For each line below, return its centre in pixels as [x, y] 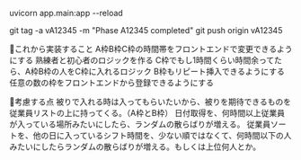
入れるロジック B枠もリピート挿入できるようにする [191, 71]
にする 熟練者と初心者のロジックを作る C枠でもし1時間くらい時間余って [142, 60]
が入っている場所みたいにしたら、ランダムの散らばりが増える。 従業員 [140, 124]
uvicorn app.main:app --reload [66, 13]
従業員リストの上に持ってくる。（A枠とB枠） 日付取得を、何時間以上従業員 [147, 113]
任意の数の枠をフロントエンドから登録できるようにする [111, 83]
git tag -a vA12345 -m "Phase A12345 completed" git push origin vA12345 [146, 30]
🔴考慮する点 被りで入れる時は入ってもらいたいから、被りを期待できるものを [150, 102]
